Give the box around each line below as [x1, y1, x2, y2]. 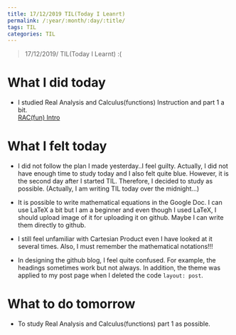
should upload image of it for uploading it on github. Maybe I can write [17, 213, 224, 222]
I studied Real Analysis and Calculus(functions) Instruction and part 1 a [17, 98, 225, 107]
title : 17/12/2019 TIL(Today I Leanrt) [7, 10, 126, 18]
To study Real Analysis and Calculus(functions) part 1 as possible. [17, 319, 211, 328]
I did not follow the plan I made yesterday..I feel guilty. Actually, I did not [17, 161, 229, 171]
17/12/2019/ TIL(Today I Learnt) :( [24, 50, 122, 58]
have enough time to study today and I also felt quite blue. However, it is [17, 169, 229, 178]
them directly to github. [17, 221, 87, 230]
